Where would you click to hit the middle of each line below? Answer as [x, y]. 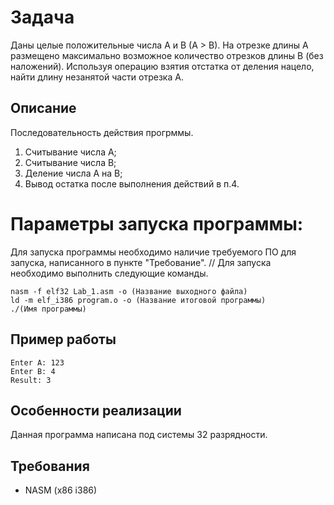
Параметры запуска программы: [157, 223]
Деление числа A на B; [73, 173]
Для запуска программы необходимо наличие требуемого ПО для [153, 252]
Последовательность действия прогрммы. [102, 132]
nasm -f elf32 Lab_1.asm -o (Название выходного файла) [129, 291]
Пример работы [63, 339]
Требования [50, 466]
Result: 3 [31, 380]
